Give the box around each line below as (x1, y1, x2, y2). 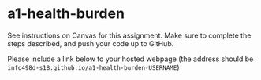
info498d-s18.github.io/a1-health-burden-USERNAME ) (7, 62, 180, 71)
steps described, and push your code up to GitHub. (7, 38, 174, 48)
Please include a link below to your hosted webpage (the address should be (7, 54, 254, 64)
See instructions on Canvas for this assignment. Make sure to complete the (7, 31, 252, 40)
